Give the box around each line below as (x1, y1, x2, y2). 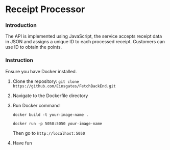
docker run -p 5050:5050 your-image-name (12, 121, 102, 126)
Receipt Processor (5, 4, 85, 15)
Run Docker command (12, 102, 60, 108)
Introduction (5, 22, 37, 29)
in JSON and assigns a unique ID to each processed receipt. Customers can (5, 39, 165, 45)
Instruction (5, 57, 34, 64)
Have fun (12, 140, 32, 146)
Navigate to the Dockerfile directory (12, 93, 88, 99)
